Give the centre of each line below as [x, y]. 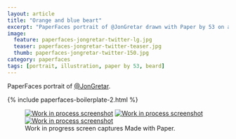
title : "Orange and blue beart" [54, 20]
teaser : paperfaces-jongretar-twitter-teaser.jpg [87, 46]
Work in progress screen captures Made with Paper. [100, 128]
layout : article [31, 14]
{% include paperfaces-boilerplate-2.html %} [73, 100]
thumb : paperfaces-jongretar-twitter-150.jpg [81, 53]
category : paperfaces [39, 60]
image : [17, 33]
